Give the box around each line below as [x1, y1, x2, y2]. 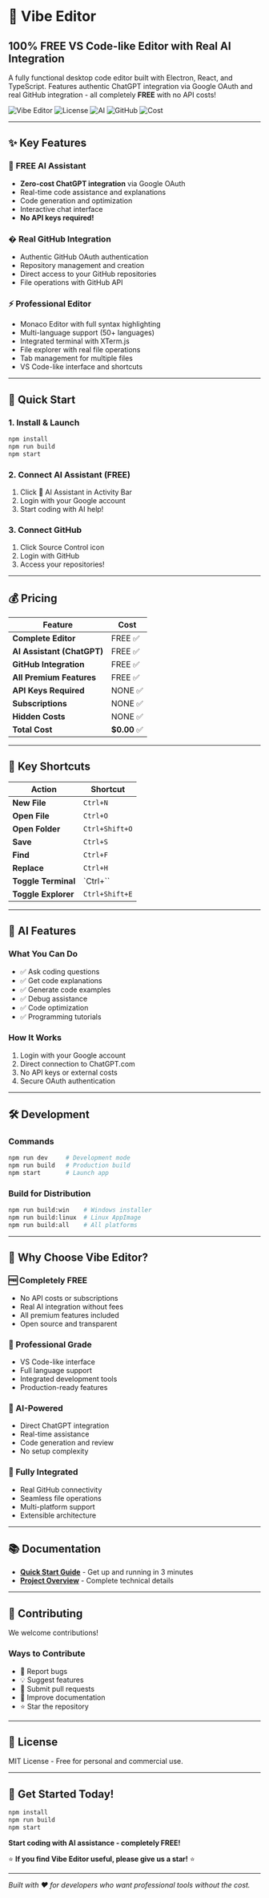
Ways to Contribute [8, 1648, 86, 1660]
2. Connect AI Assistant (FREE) [8, 469, 130, 480]
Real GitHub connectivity [19, 1485, 102, 1494]
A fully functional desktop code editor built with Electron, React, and [8, 73, 234, 83]
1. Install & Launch [8, 417, 80, 428]
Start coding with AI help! [19, 504, 104, 514]
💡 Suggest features [19, 1675, 84, 1685]
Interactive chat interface [19, 204, 103, 213]
